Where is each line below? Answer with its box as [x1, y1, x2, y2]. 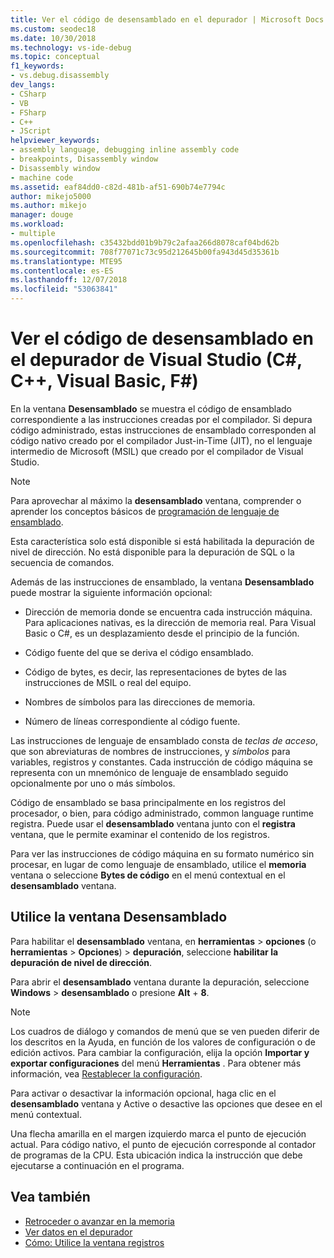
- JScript [10, 126, 52, 136]
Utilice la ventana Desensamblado [10, 909, 228, 926]
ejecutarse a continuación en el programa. [10, 1159, 185, 1171]
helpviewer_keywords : [10, 136, 101, 146]
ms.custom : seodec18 [10, 24, 97, 34]
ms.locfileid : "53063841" [10, 284, 118, 295]
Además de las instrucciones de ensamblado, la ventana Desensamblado [10, 576, 315, 588]
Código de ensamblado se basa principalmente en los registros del [10, 796, 286, 808]
